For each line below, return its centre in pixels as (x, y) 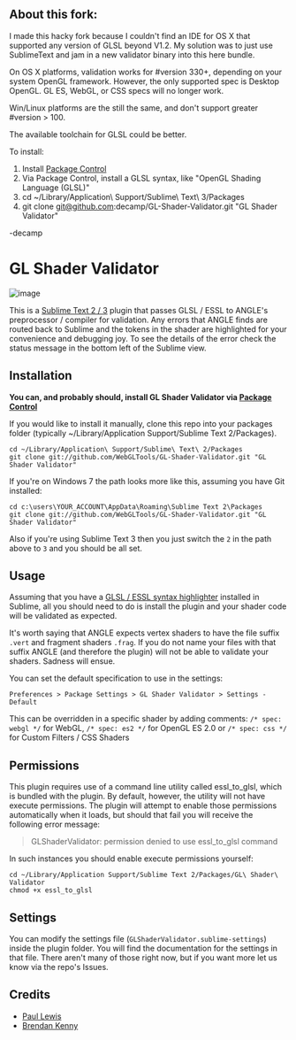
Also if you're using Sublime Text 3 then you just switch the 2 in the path (140, 538)
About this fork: (53, 15)
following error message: (54, 824)
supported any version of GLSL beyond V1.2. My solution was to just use (141, 45)
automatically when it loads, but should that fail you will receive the (131, 815)
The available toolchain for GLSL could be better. (98, 134)
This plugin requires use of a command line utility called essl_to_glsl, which (146, 787)
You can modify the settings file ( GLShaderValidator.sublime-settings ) (138, 939)
